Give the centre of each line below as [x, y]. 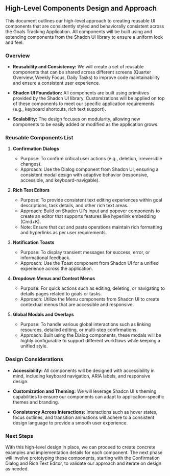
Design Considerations [34, 359]
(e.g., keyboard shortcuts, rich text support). [59, 109]
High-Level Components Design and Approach [81, 8]
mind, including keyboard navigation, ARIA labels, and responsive [81, 376]
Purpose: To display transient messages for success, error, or [85, 253]
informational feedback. [45, 258]
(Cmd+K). [31, 222]
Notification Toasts [33, 242]
